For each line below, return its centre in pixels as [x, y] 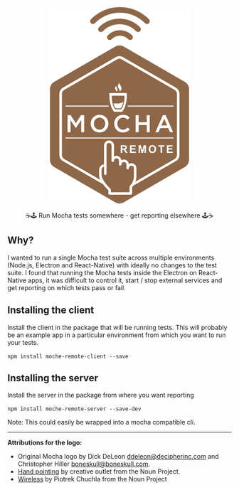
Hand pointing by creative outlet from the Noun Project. [99, 472]
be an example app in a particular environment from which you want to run [117, 335]
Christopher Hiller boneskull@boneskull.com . [84, 464]
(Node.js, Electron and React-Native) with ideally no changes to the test [112, 265]
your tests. [23, 342]
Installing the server [53, 378]
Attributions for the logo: [45, 443]
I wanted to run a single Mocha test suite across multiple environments [111, 257]
